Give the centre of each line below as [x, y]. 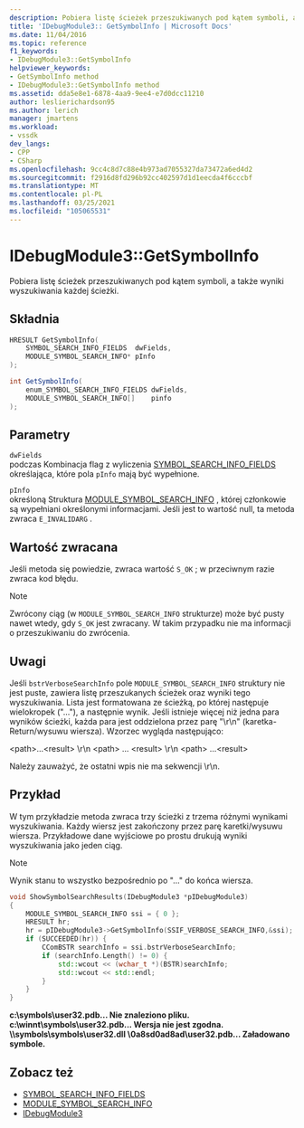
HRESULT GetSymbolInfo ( [54, 340]
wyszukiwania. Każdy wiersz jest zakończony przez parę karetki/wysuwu [146, 826]
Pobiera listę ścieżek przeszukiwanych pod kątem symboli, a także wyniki [147, 280]
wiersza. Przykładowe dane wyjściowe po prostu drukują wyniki [128, 835]
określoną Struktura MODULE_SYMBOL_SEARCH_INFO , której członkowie [148, 499]
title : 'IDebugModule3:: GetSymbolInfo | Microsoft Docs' [121, 26]
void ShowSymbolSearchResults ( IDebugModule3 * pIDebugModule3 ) [129, 896]
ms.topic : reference [48, 43]
